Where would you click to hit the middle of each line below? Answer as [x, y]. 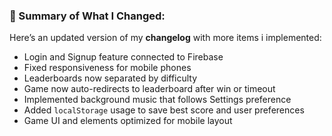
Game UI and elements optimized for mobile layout [128, 121]
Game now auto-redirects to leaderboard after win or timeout [149, 89]
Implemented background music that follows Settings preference [157, 100]
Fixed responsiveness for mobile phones [107, 68]
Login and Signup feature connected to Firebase [123, 57]
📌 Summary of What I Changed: [87, 16]
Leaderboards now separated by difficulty [110, 78]
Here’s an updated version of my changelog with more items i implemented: [165, 38]
